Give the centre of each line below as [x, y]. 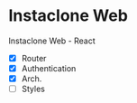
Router [34, 58]
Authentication [49, 68]
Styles [33, 89]
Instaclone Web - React [52, 41]
